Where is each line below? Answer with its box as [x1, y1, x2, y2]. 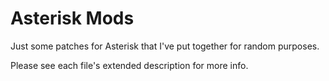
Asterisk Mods [10, 7, 135, 30]
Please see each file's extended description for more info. [10, 59, 249, 71]
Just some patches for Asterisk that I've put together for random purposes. [10, 40, 320, 52]
